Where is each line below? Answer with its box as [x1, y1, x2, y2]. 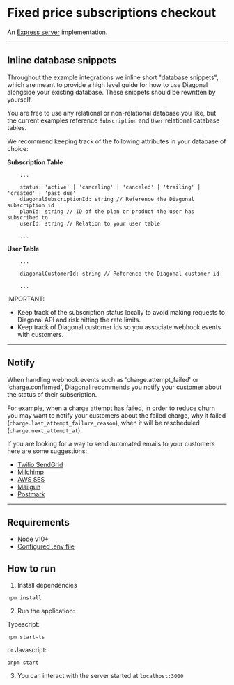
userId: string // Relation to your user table [19, 220, 160, 227]
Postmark [17, 489, 45, 498]
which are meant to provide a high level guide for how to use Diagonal [7, 80, 208, 88]
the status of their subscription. [7, 390, 97, 398]
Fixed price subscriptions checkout [7, 5, 217, 21]
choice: [7, 144, 29, 152]
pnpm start [7, 659, 39, 666]
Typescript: [7, 620, 40, 629]
